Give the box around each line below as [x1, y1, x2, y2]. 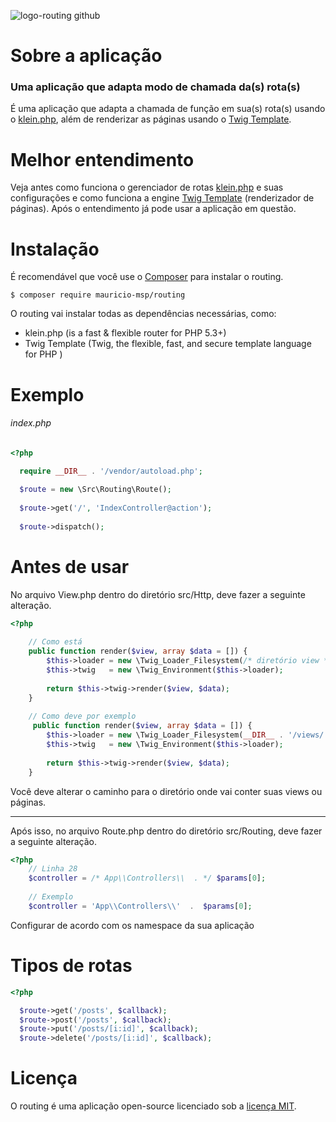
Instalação [10, 238, 100, 260]
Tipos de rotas [10, 955, 133, 977]
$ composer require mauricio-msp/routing [10, 290, 186, 300]
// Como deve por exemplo [28, 711, 137, 722]
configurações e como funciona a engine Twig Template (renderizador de [10, 192, 315, 204]
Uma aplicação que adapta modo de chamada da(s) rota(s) [10, 80, 301, 94]
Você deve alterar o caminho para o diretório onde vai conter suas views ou [10, 785, 323, 797]
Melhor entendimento [10, 148, 195, 171]
